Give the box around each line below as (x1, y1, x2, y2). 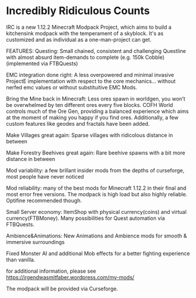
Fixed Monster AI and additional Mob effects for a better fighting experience (6, 250, 190, 257)
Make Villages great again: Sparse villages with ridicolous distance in (6, 131, 173, 139)
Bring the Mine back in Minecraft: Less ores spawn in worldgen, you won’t (6, 95, 185, 102)
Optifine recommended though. (6, 197, 82, 204)
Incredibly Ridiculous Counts (6, 4, 150, 18)
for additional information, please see (6, 267, 96, 274)
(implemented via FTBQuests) (6, 60, 78, 67)
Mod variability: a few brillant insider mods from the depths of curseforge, (6, 166, 185, 174)
